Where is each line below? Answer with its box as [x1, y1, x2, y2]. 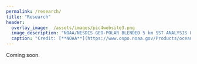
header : [6, 19, 25, 25]
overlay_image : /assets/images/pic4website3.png [11, 24, 135, 31]
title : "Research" [6, 14, 51, 20]
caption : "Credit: [11, 35, 57, 41]
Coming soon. [6, 52, 40, 58]
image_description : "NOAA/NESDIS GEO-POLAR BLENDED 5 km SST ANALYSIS [11, 30, 188, 36]
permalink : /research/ [6, 8, 62, 15]
